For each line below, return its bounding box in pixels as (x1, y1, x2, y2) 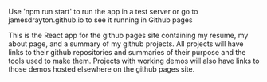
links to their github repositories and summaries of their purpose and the (8, 48, 246, 57)
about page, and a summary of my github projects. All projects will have (8, 39, 245, 49)
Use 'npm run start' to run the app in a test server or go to (8, 7, 198, 16)
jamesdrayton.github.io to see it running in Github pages (8, 15, 193, 25)
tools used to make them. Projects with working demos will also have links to (8, 56, 260, 65)
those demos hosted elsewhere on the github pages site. (8, 64, 195, 74)
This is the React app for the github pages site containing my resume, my (8, 31, 249, 40)
